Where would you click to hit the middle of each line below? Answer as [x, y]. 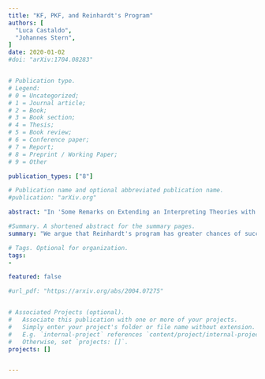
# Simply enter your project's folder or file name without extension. [132, 327]
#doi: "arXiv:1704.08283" [50, 60]
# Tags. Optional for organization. [68, 248]
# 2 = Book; [28, 110]
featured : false [35, 277]
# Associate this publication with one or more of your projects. [123, 320]
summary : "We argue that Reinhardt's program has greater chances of [125, 233]
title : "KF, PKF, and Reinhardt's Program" [81, 15]
